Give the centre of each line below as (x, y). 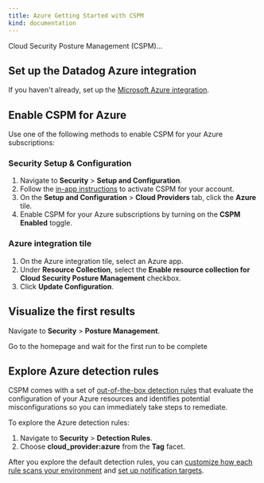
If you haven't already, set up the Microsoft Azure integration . (109, 90)
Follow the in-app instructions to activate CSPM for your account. (127, 189)
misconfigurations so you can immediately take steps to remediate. (118, 407)
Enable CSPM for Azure (68, 115)
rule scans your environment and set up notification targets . (106, 470)
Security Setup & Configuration (70, 163)
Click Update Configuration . (66, 286)
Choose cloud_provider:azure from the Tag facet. (102, 446)
